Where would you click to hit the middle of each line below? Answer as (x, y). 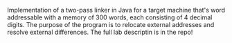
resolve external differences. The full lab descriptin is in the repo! (100, 32)
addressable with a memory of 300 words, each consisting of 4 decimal (110, 17)
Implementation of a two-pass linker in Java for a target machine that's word (116, 10)
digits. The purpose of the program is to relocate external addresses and (111, 25)
